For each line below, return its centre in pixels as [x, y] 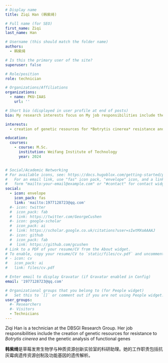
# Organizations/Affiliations [37, 88]
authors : [14, 47]
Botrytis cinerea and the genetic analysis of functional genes [68, 338]
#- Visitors [22, 309]
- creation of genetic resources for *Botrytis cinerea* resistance [82, 129]
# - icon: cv [19, 258]
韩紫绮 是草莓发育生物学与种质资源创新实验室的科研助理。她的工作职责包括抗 [84, 349]
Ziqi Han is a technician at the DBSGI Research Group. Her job [69, 328]
